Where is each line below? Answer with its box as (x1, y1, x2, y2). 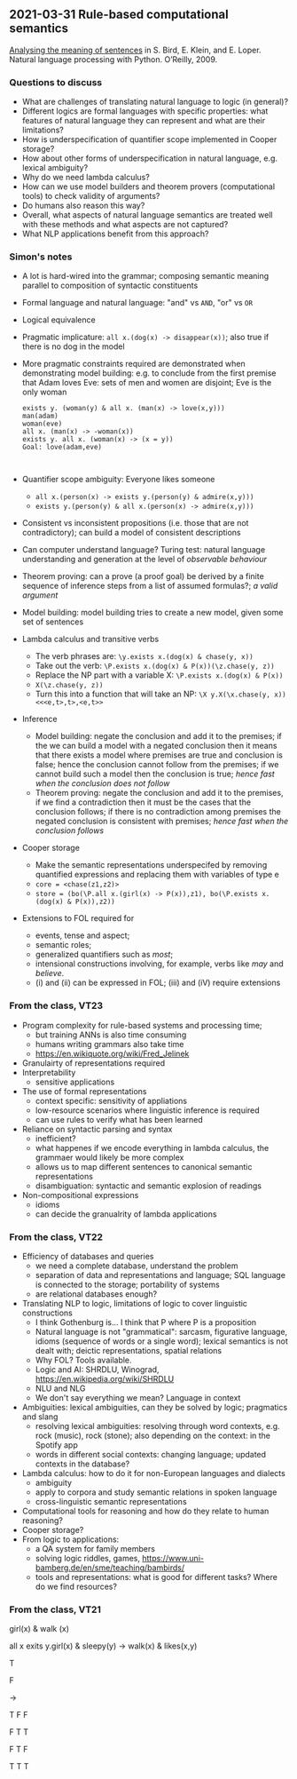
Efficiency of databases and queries (21, 1251, 154, 1261)
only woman (21, 386, 67, 398)
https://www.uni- (141, 1553, 204, 1563)
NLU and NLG (35, 1383, 86, 1394)
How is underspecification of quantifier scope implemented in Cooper (21, 134, 277, 145)
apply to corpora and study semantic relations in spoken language (35, 1487, 277, 1497)
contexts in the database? (35, 1458, 130, 1469)
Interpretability (21, 1067, 76, 1077)
